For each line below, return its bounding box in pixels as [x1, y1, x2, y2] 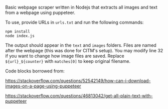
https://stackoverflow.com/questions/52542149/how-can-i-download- [5, 78, 151, 83]
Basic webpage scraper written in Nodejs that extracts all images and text [5, 5, 158, 10]
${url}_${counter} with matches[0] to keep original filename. [5, 58, 131, 64]
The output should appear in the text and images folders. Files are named [5, 42, 156, 48]
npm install [5, 29, 30, 34]
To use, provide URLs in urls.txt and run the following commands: [5, 20, 144, 25]
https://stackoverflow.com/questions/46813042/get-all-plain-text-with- [5, 93, 153, 98]
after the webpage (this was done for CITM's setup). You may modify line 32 [5, 48, 163, 53]
